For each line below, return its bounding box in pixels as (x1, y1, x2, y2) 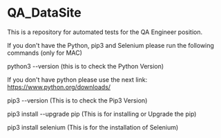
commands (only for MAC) (7, 49, 83, 57)
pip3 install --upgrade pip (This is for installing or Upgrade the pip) (7, 110, 197, 118)
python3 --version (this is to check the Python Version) (7, 62, 164, 70)
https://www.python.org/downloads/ (7, 83, 111, 91)
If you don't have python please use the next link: (7, 75, 148, 84)
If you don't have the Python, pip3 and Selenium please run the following (7, 41, 214, 49)
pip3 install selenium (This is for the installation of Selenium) (7, 123, 179, 131)
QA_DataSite (7, 5, 81, 21)
